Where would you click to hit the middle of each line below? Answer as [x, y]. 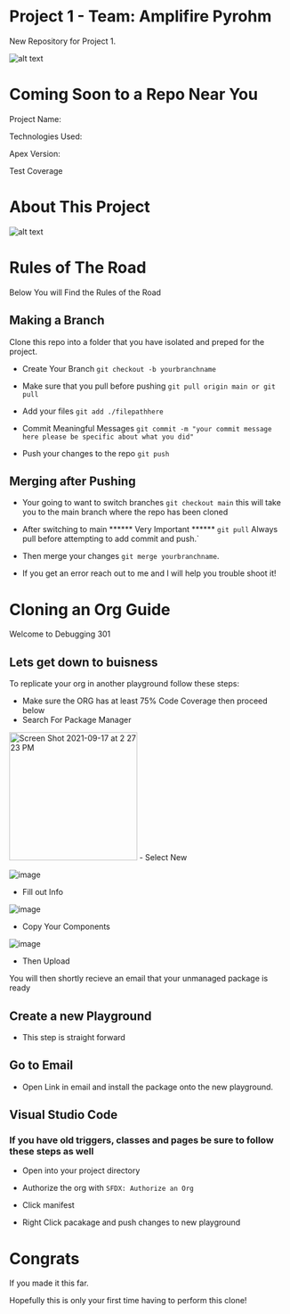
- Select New [163, 858]
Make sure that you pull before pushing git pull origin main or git [149, 386]
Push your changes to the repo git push [96, 453]
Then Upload [46, 961]
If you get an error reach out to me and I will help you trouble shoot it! [149, 573]
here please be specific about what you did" [108, 437]
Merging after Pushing [72, 481]
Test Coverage [36, 170]
